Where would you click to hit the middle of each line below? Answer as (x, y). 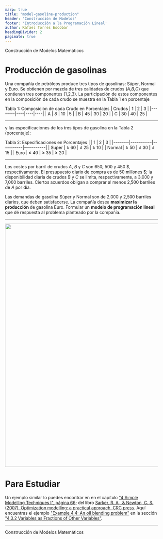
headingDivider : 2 (24, 32)
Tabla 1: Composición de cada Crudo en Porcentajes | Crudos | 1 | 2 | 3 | (77, 108)
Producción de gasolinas (56, 70)
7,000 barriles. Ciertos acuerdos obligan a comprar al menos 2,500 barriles (80, 182)
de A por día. (18, 187)
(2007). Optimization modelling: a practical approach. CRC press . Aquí (75, 508)
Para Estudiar (33, 484)
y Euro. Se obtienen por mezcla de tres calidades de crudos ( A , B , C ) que (77, 89)
